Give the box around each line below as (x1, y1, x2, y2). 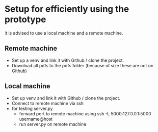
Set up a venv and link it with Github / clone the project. (11, 57, 124, 63)
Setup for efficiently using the (4, 3, 130, 15)
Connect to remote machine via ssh (11, 100, 84, 106)
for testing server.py (11, 106, 53, 111)
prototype (4, 14, 46, 25)
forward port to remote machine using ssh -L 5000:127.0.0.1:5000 (19, 110, 152, 116)
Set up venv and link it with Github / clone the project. (11, 95, 121, 101)
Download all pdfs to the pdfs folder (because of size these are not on (11, 62, 154, 68)
